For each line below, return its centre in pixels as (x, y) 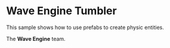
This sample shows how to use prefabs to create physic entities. (85, 27)
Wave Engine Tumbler (62, 11)
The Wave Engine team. (36, 39)
